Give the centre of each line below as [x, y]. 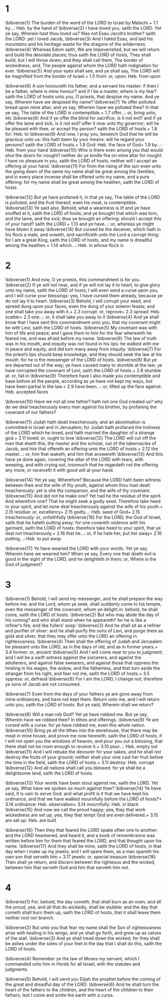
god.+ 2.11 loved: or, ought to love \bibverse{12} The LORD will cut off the [81, 438]
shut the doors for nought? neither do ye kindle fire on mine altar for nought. [84, 155]
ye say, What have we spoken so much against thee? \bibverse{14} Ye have [83, 788]
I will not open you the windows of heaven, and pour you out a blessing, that [84, 741]
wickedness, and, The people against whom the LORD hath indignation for [82, 65]
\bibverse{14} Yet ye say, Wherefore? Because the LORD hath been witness [83, 480]
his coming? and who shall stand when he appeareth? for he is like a [76, 620]
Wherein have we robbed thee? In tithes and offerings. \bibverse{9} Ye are [82, 719]
